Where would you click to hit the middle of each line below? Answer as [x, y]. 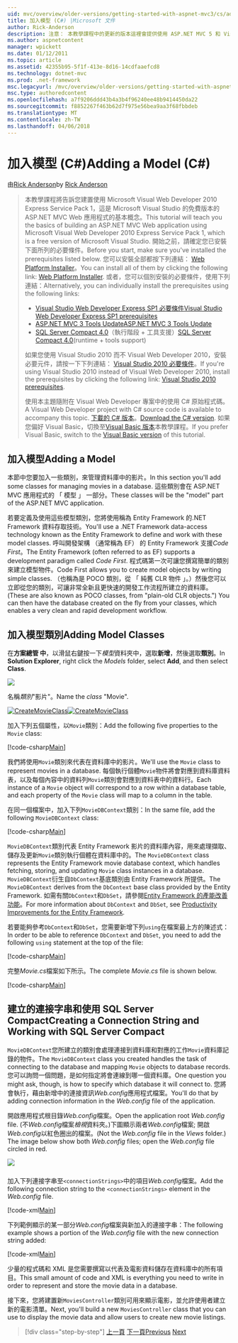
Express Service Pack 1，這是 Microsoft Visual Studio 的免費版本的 [122, 208]
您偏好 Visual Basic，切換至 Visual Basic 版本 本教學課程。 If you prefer [126, 427]
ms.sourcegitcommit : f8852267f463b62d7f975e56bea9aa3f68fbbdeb [103, 107]
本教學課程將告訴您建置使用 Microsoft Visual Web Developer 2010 [121, 200]
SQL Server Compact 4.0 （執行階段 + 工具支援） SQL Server [123, 332]
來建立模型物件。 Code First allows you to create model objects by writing [114, 570]
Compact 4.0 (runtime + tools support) [91, 340]
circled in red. [27, 1148]
